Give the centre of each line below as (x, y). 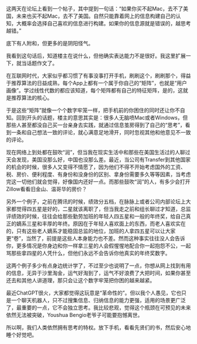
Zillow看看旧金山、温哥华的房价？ (47, 189)
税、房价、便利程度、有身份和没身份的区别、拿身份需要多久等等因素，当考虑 (98, 174)
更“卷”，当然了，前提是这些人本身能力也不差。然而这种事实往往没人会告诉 (96, 238)
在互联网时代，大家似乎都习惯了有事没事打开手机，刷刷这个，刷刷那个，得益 (98, 76)
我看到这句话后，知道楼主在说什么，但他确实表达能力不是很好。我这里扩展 (96, 56)
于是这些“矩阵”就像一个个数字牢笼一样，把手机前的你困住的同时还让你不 (93, 110)
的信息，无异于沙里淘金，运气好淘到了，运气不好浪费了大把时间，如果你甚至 (98, 273)
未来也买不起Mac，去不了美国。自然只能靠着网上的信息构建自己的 (96, 16)
